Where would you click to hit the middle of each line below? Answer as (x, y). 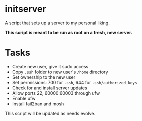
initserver (26, 9)
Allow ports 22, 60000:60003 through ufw (56, 93)
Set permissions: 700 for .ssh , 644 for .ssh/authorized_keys (75, 82)
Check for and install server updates (50, 88)
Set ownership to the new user (44, 77)
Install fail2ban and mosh (38, 104)
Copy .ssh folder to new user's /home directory (60, 72)
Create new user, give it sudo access (50, 66)
